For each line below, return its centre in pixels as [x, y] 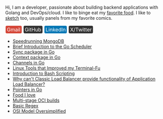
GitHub [33, 30]
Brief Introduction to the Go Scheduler [52, 47]
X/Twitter [81, 30]
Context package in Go [36, 57]
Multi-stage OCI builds [36, 100]
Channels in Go [29, 63]
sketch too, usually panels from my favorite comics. [59, 18]
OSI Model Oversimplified [39, 111]
